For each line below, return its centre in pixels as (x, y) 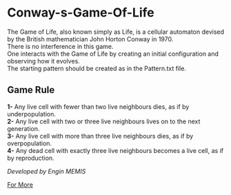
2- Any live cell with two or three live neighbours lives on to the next (104, 121)
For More (20, 185)
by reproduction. (31, 158)
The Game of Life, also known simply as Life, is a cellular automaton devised (116, 32)
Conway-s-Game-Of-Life (81, 13)
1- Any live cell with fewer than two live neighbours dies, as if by (98, 106)
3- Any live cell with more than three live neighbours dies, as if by (100, 136)
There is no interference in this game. (60, 46)
